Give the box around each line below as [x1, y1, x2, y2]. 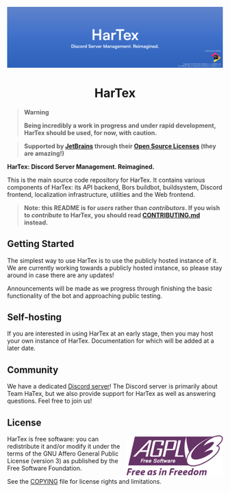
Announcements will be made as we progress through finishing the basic [7, 284, 213, 292]
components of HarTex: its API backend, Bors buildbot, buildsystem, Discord [7, 183, 222, 191]
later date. [7, 344, 36, 353]
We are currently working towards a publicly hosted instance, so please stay [7, 263, 222, 272]
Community [7, 364, 59, 375]
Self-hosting [7, 311, 62, 323]
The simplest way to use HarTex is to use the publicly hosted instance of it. [7, 256, 218, 264]
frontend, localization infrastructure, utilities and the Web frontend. [7, 190, 195, 198]
